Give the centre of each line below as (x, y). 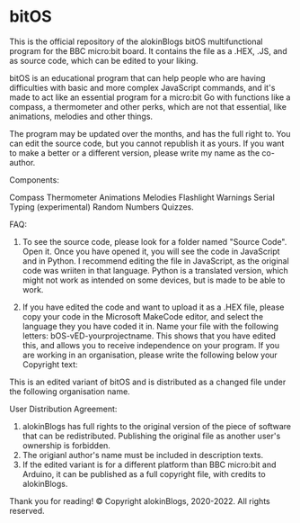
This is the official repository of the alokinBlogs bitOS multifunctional (136, 41)
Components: (35, 180)
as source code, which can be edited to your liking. (104, 60)
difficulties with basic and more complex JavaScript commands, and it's (142, 87)
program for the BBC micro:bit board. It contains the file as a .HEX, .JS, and (148, 50)
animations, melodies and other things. (81, 116)
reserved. (27, 510)
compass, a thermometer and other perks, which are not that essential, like (148, 106)
